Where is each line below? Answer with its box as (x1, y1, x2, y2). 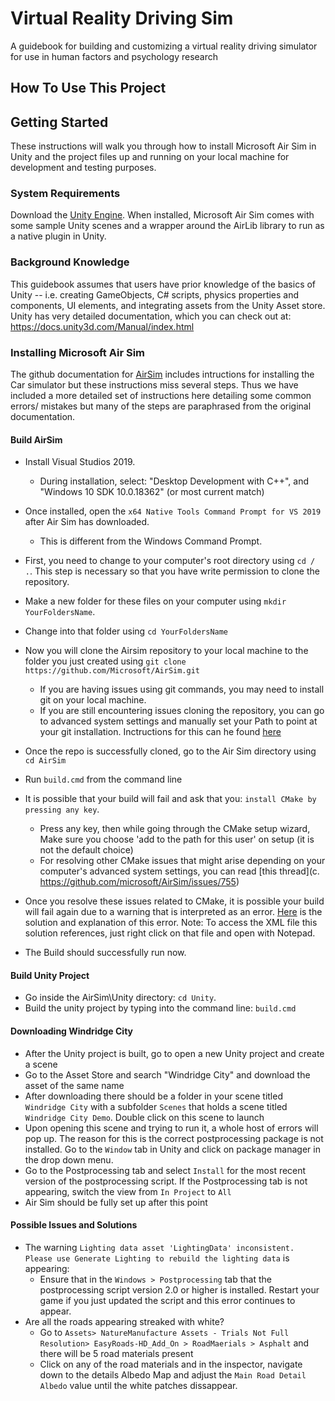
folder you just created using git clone (24, 655, 187, 667)
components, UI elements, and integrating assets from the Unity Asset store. (10, 299, 326, 311)
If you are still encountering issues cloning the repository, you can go (39, 705, 325, 717)
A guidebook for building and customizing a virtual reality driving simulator (10, 40, 318, 52)
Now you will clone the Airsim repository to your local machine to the (24, 645, 309, 657)
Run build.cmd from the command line (24, 773, 183, 786)
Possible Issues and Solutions (10, 1219, 138, 1231)
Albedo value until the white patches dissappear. (39, 1379, 238, 1391)
